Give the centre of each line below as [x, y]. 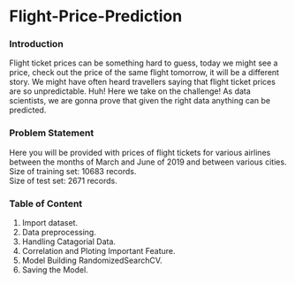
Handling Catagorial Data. [69, 242]
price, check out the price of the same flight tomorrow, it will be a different [144, 73]
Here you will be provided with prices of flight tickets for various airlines [140, 152]
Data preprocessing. [59, 233]
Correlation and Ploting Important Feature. [98, 251]
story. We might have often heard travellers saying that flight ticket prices [143, 82]
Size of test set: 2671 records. [63, 180]
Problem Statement [52, 133]
